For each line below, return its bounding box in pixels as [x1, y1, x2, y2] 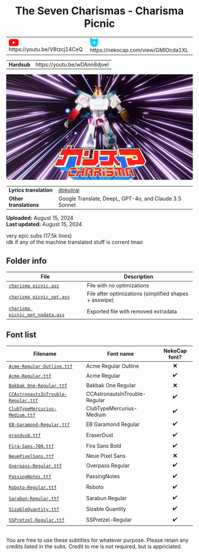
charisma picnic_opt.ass [8, 294, 70, 301]
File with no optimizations [86, 282, 149, 289]
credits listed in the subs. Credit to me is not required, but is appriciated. [6, 542, 182, 550]
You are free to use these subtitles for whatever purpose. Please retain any [6, 536, 189, 544]
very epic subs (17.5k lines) [6, 232, 72, 239]
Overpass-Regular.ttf [8, 463, 62, 469]
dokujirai [58, 187, 80, 194]
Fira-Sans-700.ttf [8, 444, 54, 450]
